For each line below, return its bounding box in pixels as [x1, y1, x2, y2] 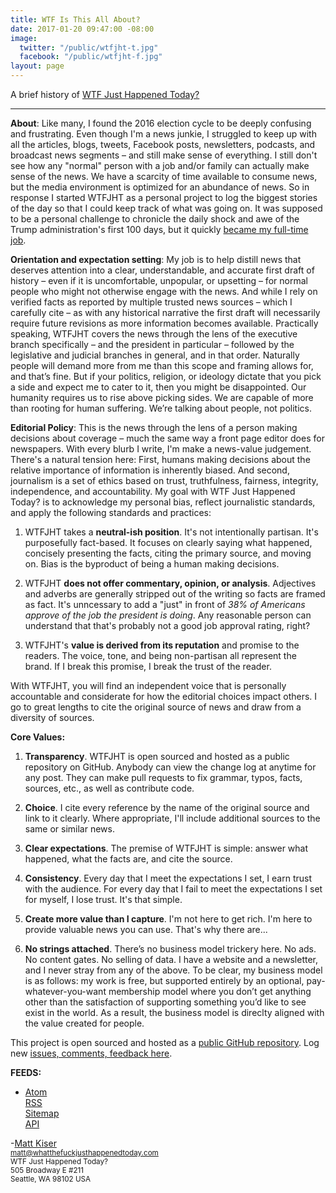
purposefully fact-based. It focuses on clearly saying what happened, [24, 537, 313, 548]
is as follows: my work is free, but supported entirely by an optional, [24, 975, 305, 986]
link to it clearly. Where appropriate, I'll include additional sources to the [24, 812, 321, 824]
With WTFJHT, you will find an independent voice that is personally [10, 680, 287, 691]
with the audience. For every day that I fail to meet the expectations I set [24, 883, 323, 895]
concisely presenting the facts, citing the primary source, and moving [24, 547, 312, 559]
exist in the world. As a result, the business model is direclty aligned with [24, 1007, 325, 1018]
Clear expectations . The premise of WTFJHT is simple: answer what [24, 842, 309, 854]
